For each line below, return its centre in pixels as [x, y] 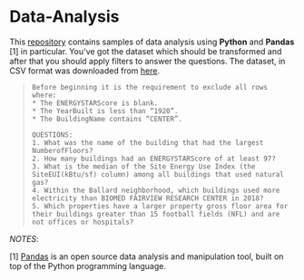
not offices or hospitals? [83, 222]
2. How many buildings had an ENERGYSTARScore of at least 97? [154, 159]
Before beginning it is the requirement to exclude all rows [150, 87]
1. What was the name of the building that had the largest [147, 142]
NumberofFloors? [62, 150]
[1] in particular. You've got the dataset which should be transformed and [146, 51]
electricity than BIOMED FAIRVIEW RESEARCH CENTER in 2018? [147, 198]
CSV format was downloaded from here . [85, 71]
